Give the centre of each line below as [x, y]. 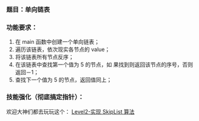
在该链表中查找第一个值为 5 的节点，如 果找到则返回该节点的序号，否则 [104, 64]
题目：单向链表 [28, 9]
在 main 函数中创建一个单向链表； [57, 42]
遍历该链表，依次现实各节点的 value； [62, 49]
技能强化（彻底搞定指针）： [45, 97]
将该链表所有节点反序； [44, 57]
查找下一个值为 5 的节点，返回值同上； [63, 80]
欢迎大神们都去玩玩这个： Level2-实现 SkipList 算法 [70, 111]
